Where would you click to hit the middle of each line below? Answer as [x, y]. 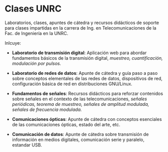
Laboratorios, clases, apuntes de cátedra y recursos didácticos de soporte [82, 23]
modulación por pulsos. [36, 63]
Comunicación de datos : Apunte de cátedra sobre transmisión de [80, 134]
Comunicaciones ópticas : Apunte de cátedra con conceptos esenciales [87, 119]
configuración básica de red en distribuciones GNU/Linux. [72, 84]
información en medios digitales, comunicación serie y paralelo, [78, 139]
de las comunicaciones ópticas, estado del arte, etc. [66, 124]
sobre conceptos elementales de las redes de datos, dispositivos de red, [87, 78]
